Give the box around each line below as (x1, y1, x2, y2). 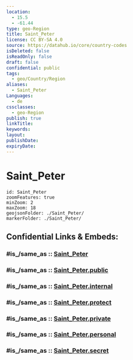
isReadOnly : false (6, 54, 52, 60)
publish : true (6, 115, 42, 121)
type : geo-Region (6, 25, 50, 32)
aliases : (6, 82, 28, 88)
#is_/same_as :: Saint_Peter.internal (6, 282, 113, 290)
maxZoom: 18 (6, 205, 36, 211)
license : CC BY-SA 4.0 (6, 37, 63, 43)
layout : (6, 132, 26, 138)
